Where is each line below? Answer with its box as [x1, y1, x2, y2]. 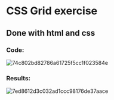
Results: [6, 74, 31, 82]
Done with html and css [6, 28, 95, 38]
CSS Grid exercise [6, 4, 98, 18]
